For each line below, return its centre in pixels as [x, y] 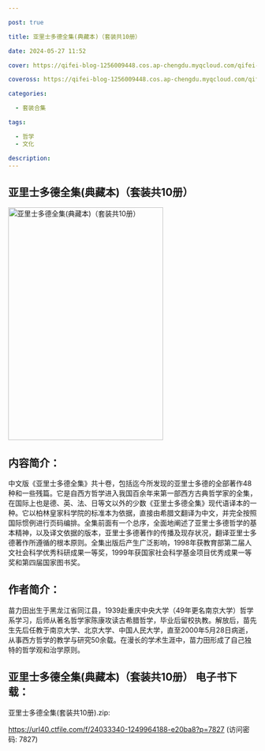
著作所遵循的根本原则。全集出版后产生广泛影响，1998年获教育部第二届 [130, 543]
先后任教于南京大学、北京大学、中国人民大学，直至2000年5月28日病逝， [133, 630]
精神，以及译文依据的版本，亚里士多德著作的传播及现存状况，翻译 [122, 533]
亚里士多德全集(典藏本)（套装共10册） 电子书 [118, 677]
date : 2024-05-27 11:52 [47, 51]
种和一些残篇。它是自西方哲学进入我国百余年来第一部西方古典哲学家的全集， [132, 493]
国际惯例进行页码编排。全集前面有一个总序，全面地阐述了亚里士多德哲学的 [129, 523]
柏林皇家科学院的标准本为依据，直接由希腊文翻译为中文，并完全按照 [146, 513]
